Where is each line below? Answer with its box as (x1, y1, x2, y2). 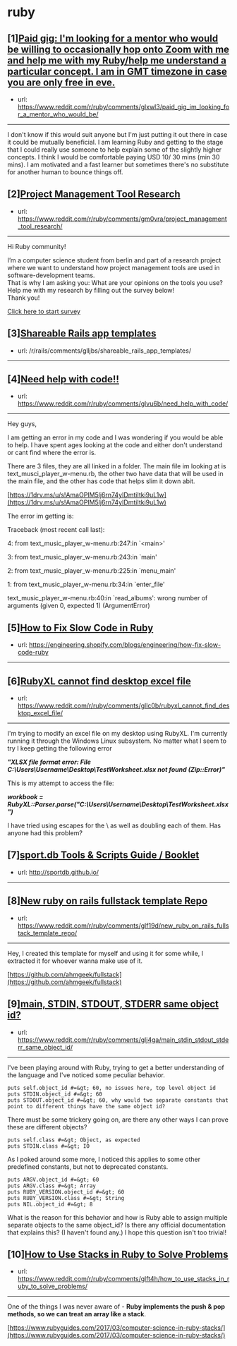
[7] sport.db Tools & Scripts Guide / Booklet (7, 849, 200, 861)
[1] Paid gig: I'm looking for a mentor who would (7, 32, 219, 44)
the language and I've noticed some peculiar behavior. (7, 1070, 166, 1079)
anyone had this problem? (7, 829, 83, 837)
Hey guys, (7, 420, 37, 428)
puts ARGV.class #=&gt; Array (7, 1182, 97, 1189)
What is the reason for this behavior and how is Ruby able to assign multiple (7, 1213, 228, 1221)
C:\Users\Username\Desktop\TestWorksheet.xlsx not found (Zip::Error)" (7, 765, 226, 774)
